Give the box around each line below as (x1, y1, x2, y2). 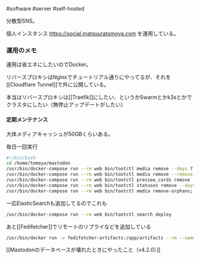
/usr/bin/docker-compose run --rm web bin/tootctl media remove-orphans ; (6, 188, 193, 194)
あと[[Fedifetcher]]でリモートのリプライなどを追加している (6, 223, 151, 230)
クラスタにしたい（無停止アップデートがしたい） (6, 101, 126, 108)
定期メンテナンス (6, 116, 48, 123)
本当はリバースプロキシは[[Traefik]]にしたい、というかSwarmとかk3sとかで (6, 93, 192, 101)
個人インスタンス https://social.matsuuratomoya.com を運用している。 (6, 30, 180, 37)
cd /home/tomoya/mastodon (6, 160, 70, 166)
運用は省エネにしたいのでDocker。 (6, 61, 92, 68)
